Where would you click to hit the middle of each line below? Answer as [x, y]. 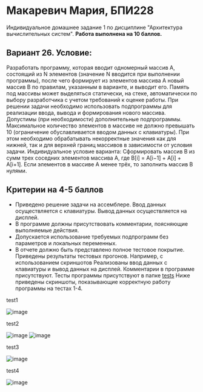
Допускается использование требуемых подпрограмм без [92, 237]
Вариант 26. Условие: [49, 53]
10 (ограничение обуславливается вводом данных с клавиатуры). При [98, 132]
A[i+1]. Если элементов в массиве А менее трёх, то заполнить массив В [100, 164]
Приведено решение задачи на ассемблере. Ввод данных [91, 204]
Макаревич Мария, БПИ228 [80, 11]
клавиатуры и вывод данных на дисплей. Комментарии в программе [105, 269]
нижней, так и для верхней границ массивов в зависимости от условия [99, 145]
